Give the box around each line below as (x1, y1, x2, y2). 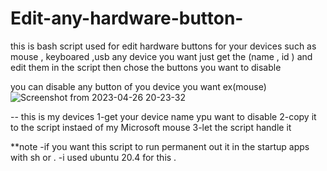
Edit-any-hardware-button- (10, 7, 244, 30)
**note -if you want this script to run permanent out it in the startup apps (10, 140, 310, 152)
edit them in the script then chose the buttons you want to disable (10, 61, 282, 73)
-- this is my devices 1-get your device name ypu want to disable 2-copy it (10, 110, 317, 122)
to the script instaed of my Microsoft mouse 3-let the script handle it (10, 121, 292, 133)
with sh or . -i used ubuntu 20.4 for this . (10, 151, 177, 163)
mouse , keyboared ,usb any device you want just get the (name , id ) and (10, 50, 313, 62)
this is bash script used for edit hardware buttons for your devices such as (10, 40, 317, 52)
